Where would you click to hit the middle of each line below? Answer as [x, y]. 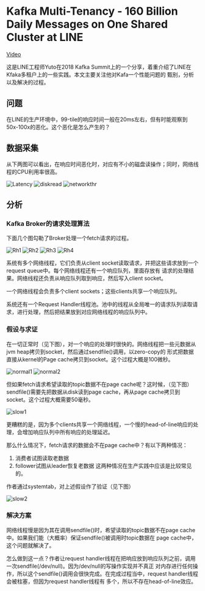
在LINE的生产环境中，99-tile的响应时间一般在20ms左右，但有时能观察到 [97, 119]
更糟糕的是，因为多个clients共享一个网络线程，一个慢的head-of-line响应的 [100, 424]
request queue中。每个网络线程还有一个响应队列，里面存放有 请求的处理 [98, 271]
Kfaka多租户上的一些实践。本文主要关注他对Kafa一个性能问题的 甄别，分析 [100, 74]
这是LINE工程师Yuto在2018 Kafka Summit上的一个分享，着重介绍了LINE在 [99, 67]
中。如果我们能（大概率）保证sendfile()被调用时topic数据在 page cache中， [102, 538]
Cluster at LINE [45, 37]
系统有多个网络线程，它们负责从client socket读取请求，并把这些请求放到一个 [103, 263]
